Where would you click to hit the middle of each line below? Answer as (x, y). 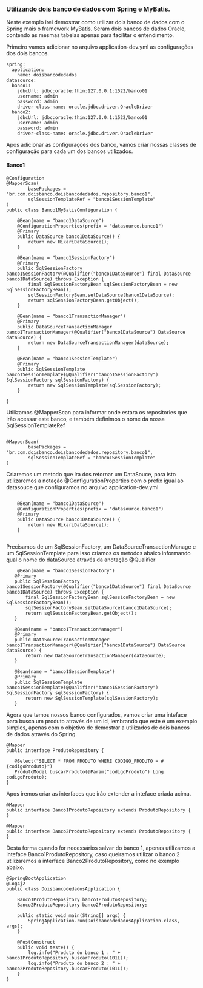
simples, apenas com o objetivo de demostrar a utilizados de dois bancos (98, 728)
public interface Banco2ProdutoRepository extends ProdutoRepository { (98, 831)
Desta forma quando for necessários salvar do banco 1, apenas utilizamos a (101, 848)
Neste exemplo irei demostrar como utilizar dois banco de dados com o (95, 22)
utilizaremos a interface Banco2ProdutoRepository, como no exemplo (93, 861)
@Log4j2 (16, 884)
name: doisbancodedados (47, 75)
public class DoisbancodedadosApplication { (63, 889)
